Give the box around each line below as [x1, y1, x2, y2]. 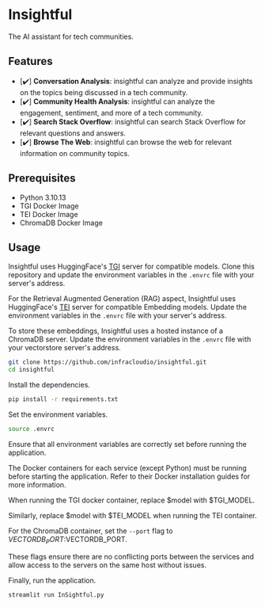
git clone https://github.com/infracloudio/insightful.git [8, 358, 207, 366]
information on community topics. [19, 148, 131, 158]
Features [8, 55, 53, 68]
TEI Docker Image [19, 209, 78, 219]
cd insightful [8, 366, 55, 374]
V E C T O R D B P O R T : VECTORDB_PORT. [8, 534, 128, 546]
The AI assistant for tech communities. [8, 32, 134, 41]
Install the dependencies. [8, 380, 91, 390]
